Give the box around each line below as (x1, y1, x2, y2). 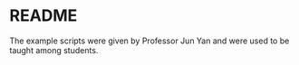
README (9, 5, 78, 26)
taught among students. (9, 44, 99, 55)
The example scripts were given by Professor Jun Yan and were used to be (9, 35, 290, 46)
